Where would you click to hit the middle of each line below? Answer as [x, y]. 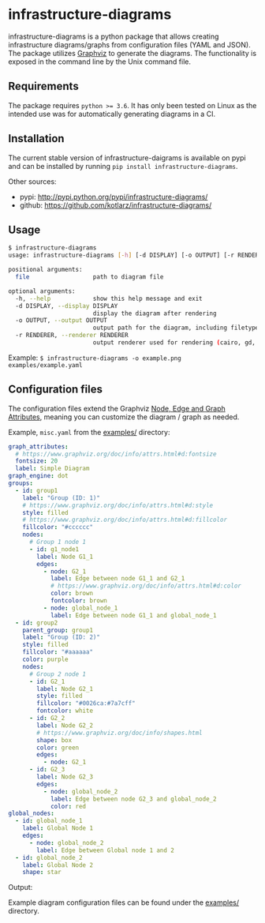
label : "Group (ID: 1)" [62, 498]
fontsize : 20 [37, 461]
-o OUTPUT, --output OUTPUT [62, 321]
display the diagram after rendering [155, 313]
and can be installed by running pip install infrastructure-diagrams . [123, 166]
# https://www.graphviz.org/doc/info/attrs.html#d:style [118, 505]
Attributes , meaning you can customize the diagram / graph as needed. [124, 417]
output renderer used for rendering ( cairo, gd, [174, 343]
